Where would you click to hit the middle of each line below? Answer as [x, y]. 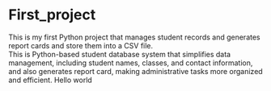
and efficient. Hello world [51, 80]
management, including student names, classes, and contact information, [131, 63]
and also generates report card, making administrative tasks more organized [135, 71]
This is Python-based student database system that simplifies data [120, 54]
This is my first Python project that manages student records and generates [134, 37]
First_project [52, 15]
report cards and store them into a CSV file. [81, 45]
